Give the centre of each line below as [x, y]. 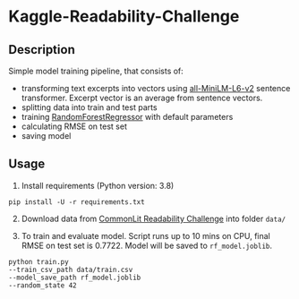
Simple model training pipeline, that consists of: [96, 71]
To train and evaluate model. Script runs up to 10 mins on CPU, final [145, 235]
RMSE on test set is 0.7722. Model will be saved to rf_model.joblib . [147, 245]
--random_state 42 [43, 285]
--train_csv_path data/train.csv [71, 269]
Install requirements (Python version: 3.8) [98, 185]
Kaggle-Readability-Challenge [124, 17]
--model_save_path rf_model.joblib [75, 278]
